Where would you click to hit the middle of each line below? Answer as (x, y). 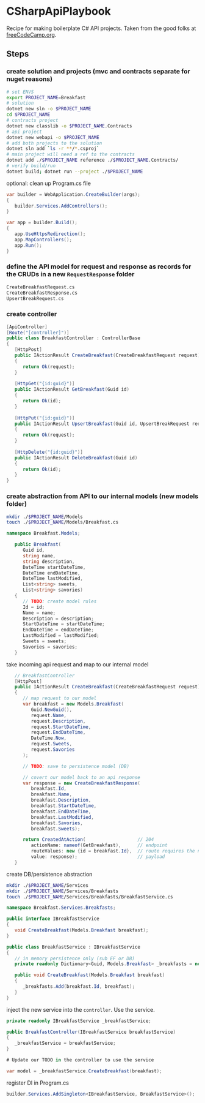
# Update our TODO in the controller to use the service (80, 1060)
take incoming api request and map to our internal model (77, 664)
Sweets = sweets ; (45, 641)
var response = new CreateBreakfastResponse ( (81, 783)
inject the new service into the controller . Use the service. (81, 1009)
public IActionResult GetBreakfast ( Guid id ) (72, 390)
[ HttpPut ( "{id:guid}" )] (45, 418)
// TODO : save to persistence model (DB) (76, 766)
